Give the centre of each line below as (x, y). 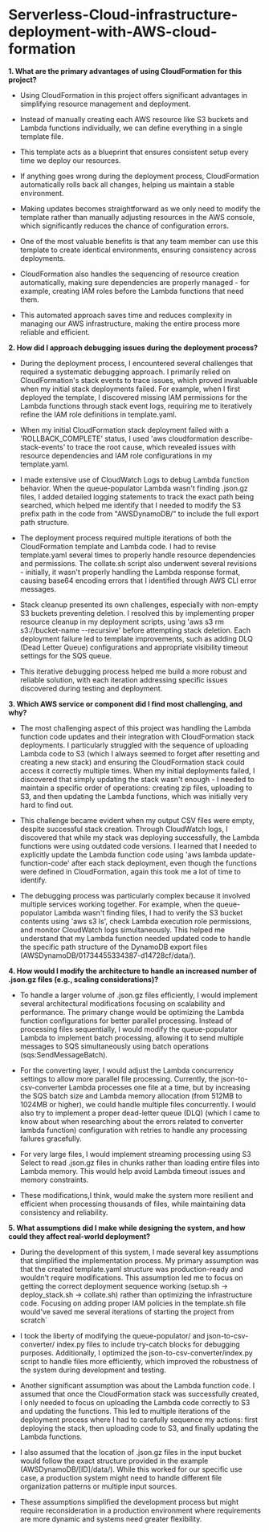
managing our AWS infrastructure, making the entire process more (130, 324)
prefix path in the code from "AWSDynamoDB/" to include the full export (139, 513)
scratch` (34, 1320)
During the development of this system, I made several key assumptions (139, 1252)
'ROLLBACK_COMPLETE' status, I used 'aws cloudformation (119, 438)
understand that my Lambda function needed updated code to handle (135, 938)
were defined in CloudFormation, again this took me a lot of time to (130, 871)
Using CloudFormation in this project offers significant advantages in (133, 95)
